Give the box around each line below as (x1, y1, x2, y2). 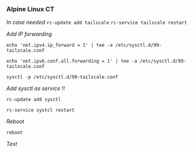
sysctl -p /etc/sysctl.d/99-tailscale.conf (6, 74, 119, 80)
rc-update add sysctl (6, 97, 61, 103)
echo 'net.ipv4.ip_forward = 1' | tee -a (6, 42, 113, 49)
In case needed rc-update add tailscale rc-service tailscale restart (6, 19, 188, 26)
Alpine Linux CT (6, 5, 55, 13)
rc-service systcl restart (6, 107, 75, 114)
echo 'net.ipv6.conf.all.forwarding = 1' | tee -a (6, 58, 138, 64)
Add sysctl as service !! (6, 85, 65, 92)
